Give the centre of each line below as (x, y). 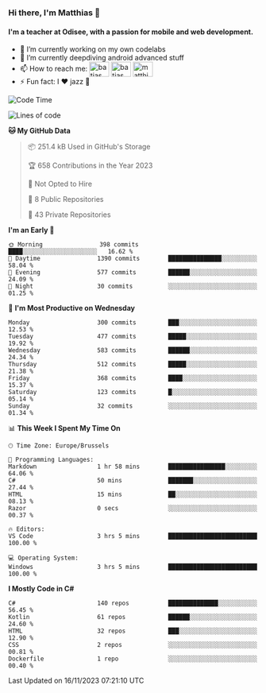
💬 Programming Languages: (51, 460)
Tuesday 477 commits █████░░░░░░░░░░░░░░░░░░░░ (133, 337)
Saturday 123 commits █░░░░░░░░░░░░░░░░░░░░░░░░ (133, 393)
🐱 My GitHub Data (40, 131)
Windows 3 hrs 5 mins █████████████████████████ (133, 567)
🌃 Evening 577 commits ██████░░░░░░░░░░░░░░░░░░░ (133, 273)
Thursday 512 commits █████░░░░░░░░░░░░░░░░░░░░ (133, 365)
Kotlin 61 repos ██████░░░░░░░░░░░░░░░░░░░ (133, 618)
